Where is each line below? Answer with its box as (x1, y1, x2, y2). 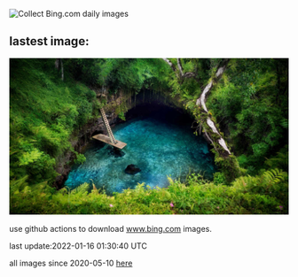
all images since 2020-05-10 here (9, 258, 133, 269)
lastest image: (9, 34, 90, 49)
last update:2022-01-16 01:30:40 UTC (9, 241, 148, 251)
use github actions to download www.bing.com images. (9, 224, 213, 235)
